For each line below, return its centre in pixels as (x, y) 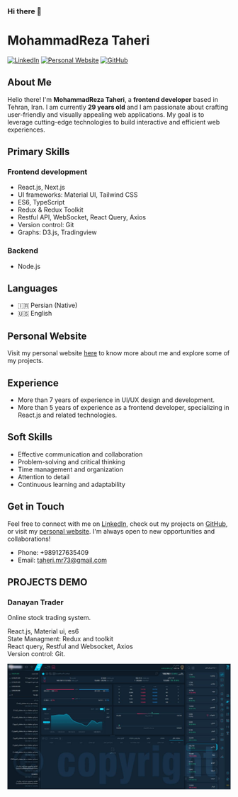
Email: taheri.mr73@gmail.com (62, 560)
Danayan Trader (35, 602)
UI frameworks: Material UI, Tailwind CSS (78, 195)
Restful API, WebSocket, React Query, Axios (82, 217)
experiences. (27, 130)
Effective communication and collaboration (80, 454)
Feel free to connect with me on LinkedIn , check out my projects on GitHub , (118, 524)
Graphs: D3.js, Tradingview (57, 232)
